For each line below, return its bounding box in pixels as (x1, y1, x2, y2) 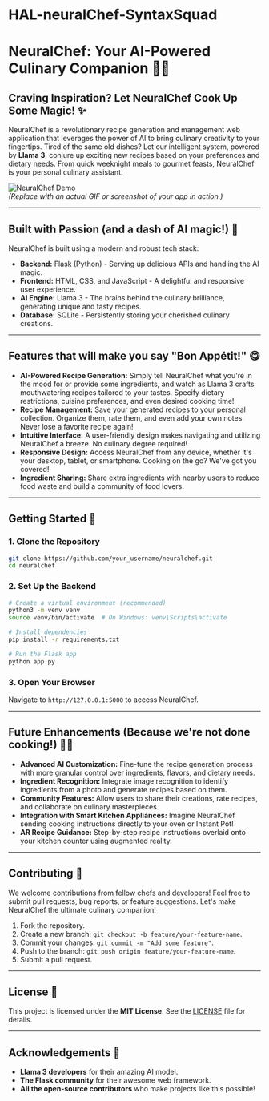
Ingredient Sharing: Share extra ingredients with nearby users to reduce (19, 473, 260, 482)
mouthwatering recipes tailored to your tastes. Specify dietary (19, 387, 225, 397)
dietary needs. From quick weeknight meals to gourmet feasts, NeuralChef (8, 159, 255, 169)
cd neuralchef (8, 562, 56, 570)
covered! (19, 464, 50, 474)
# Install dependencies (8, 628, 88, 636)
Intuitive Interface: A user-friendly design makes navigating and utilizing (19, 430, 261, 440)
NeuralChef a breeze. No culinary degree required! (19, 438, 188, 448)
